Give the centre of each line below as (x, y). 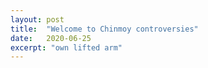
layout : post (37, 19)
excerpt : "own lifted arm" (66, 47)
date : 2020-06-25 (51, 38)
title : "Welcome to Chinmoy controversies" (104, 29)
